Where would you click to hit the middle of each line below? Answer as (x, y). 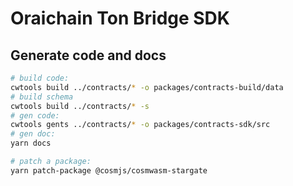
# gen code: (35, 115)
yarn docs (31, 143)
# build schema (42, 97)
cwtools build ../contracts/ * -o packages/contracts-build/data (147, 87)
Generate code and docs (88, 55)
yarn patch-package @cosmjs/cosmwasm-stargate (109, 170)
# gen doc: (33, 134)
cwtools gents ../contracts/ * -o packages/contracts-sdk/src (140, 125)
